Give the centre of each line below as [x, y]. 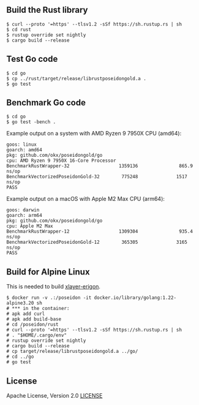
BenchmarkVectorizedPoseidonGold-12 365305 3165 [97, 242]
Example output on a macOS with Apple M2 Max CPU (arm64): [86, 199]
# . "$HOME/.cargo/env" [37, 335]
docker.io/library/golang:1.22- [135, 298]
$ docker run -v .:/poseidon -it [49, 298]
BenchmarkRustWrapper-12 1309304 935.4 [99, 232]
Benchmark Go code [46, 103]
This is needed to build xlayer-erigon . [54, 287]
